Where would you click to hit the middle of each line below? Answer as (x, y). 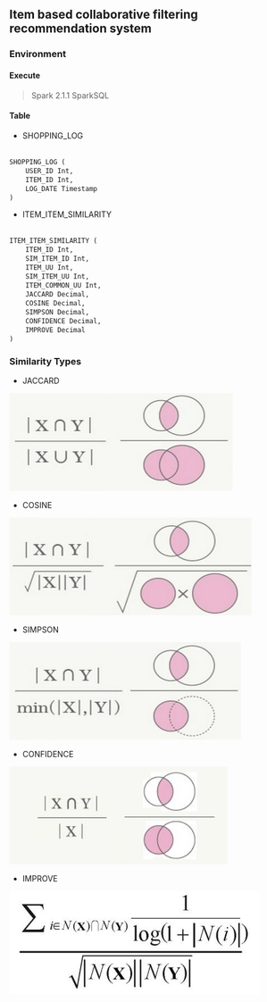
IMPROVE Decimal (56, 330)
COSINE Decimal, (56, 303)
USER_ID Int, (50, 171)
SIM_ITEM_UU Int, (58, 276)
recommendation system (80, 29)
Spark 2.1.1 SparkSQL (70, 95)
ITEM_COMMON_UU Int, (63, 285)
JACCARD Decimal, (58, 294)
